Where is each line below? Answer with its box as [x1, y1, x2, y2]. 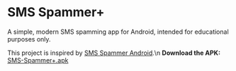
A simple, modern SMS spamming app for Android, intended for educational [7, 27, 229, 36]
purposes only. [7, 34, 51, 43]
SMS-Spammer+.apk [7, 56, 69, 64]
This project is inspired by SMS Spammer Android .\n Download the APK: [7, 49, 221, 57]
